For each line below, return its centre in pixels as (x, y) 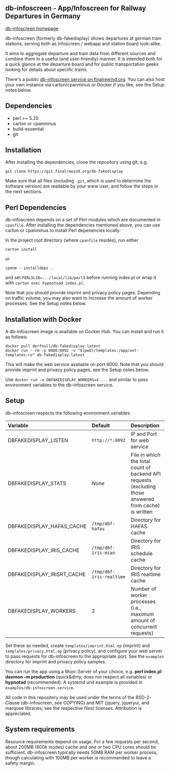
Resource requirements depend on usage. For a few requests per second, (82, 741)
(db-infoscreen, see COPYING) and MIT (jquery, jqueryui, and (85, 703)
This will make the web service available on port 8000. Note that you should (84, 365)
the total (140, 461)
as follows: (16, 337)
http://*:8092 (109, 440)
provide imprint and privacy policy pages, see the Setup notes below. (77, 370)
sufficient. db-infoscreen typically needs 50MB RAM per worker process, (81, 752)
